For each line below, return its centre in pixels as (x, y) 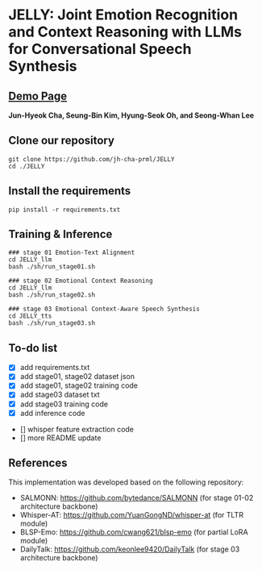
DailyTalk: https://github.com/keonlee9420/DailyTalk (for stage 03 (130, 549)
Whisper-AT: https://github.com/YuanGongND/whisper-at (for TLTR (132, 515)
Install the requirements (70, 191)
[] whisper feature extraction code (77, 429)
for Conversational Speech (100, 49)
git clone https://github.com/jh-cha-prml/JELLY (91, 159)
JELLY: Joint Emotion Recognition (123, 15)
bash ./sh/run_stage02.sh (52, 295)
